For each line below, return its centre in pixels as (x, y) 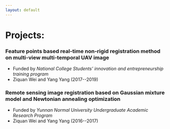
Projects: (25, 35)
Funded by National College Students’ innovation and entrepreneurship (88, 69)
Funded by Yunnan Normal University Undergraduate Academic (80, 110)
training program (30, 74)
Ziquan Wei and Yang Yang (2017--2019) (55, 80)
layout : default (23, 10)
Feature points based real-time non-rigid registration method (83, 51)
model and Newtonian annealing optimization (63, 99)
